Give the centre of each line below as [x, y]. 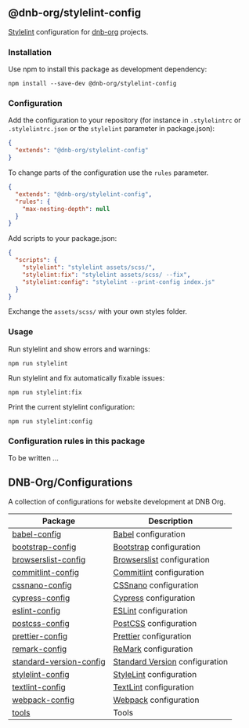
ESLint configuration [150, 610]
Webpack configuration [156, 700]
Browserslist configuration [161, 559]
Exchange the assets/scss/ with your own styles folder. [98, 311]
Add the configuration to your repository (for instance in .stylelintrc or [125, 120]
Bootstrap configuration [157, 547]
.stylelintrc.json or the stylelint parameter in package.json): [112, 129]
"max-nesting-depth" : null [66, 209]
